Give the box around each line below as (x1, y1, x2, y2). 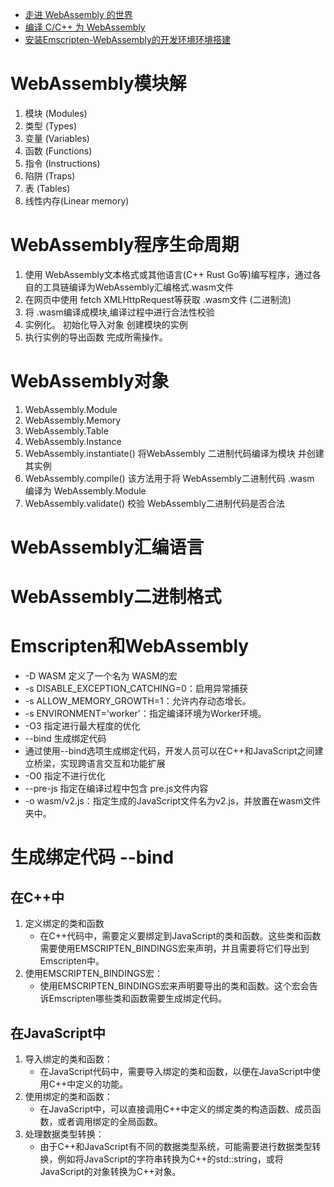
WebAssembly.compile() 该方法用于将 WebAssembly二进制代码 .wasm (24, 472, 315, 484)
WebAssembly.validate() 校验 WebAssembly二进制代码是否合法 (24, 497, 286, 509)
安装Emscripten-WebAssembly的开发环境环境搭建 (24, 34, 231, 45)
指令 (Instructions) (24, 157, 101, 169)
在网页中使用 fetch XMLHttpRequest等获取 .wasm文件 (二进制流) (24, 293, 292, 305)
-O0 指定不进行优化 (24, 770, 106, 782)
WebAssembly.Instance (24, 435, 122, 447)
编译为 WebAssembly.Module (24, 484, 147, 497)
